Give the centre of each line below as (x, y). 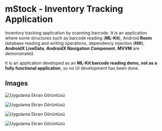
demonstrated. (20, 53)
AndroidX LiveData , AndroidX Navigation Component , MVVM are (72, 48)
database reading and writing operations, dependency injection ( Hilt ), (75, 43)
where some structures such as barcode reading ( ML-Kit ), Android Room (79, 38)
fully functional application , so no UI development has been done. (72, 68)
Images (17, 84)
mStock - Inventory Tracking (64, 9)
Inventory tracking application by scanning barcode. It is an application (76, 33)
